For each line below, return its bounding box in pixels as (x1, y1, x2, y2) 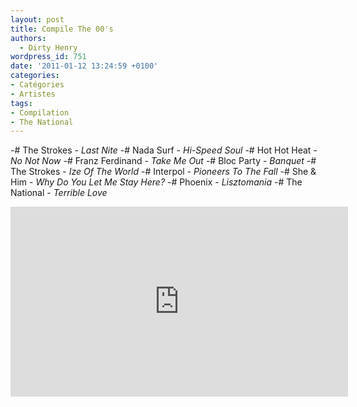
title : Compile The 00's (10, 24, 114, 34)
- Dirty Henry (19, 42, 78, 53)
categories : (10, 71, 60, 81)
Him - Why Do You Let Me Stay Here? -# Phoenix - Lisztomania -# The (10, 176, 303, 188)
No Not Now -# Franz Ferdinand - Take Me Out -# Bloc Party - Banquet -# (10, 155, 317, 167)
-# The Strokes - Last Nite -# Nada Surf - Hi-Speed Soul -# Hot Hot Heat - (10, 144, 318, 156)
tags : (10, 98, 33, 108)
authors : (10, 33, 47, 43)
